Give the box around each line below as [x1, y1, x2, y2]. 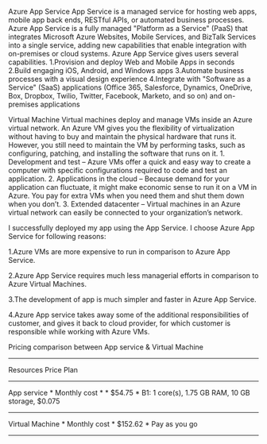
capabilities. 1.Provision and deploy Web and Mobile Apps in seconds [8, 57, 235, 67]
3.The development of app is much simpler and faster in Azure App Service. [8, 295, 257, 304]
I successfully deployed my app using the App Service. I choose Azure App [8, 223, 255, 233]
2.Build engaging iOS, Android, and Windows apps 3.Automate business [8, 66, 245, 75]
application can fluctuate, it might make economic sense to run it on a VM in [8, 183, 257, 191]
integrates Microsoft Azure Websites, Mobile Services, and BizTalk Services [8, 32, 257, 41]
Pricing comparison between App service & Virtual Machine [8, 342, 204, 352]
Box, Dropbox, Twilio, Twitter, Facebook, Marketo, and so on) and [8, 91, 222, 100]
